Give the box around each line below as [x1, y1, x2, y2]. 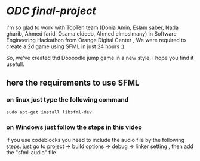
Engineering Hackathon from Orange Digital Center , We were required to [6, 36, 186, 43]
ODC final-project [6, 4, 97, 18]
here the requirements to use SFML [6, 78, 140, 88]
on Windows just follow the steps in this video [6, 123, 142, 131]
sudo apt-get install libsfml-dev [6, 109, 93, 115]
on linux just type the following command [6, 96, 129, 104]
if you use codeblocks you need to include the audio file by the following [6, 136, 185, 143]
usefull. [6, 61, 25, 68]
